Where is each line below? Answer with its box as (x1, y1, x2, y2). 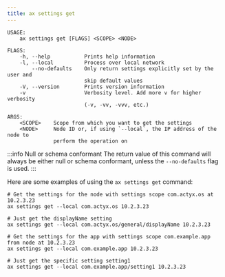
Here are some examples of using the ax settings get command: (7, 177, 193, 186)
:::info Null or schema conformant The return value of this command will (7, 150, 211, 158)
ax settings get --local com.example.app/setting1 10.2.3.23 (7, 263, 186, 270)
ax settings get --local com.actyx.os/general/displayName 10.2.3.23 (7, 221, 211, 228)
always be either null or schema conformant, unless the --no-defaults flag (7, 156, 219, 165)
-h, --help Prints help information (19, 53, 156, 60)
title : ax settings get (7, 10, 76, 17)
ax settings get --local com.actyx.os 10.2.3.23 (7, 203, 149, 210)
